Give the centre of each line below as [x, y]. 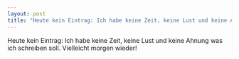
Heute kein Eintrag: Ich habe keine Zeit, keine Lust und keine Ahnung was [115, 40]
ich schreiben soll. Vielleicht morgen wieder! [72, 48]
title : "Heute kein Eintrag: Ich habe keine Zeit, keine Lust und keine [117, 20]
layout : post [27, 14]
